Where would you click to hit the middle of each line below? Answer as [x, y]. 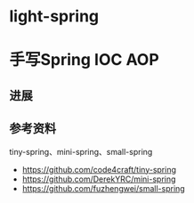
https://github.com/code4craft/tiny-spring [99, 169]
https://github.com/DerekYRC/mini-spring [99, 179]
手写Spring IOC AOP [85, 60]
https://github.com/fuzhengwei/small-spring [103, 188]
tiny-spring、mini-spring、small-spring [81, 151]
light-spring [54, 16]
